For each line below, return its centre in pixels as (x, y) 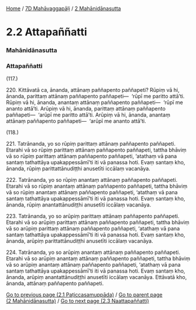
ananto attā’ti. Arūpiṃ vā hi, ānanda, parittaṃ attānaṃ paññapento (86, 109)
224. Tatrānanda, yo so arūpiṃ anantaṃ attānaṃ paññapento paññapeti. (93, 252)
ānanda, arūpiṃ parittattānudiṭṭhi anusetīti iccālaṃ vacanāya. (80, 241)
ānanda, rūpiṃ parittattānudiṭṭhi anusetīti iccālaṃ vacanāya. (78, 168)
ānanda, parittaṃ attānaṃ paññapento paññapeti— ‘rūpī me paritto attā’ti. (95, 97)
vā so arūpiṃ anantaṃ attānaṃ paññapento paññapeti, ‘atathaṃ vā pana (93, 265)
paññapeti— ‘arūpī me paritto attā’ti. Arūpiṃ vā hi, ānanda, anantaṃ (88, 115)
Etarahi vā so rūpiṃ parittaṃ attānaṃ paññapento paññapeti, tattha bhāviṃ (96, 150)
